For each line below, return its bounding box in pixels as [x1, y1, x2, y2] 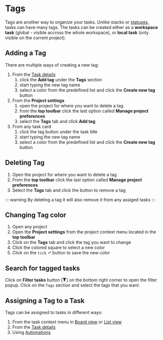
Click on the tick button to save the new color [12, 250, 110, 256]
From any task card [12, 123, 51, 129]
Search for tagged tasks [5, 264, 80, 272]
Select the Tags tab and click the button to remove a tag [12, 187, 126, 193]
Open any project [12, 224, 47, 230]
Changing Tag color [5, 211, 67, 219]
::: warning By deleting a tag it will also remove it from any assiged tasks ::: [5, 196, 156, 202]
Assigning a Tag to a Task [5, 296, 85, 305]
